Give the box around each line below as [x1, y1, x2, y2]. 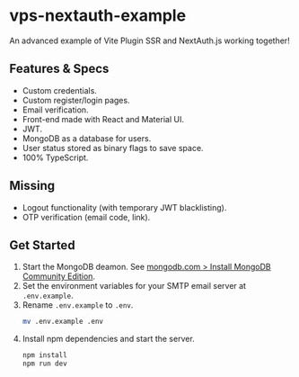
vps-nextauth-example [9, 5, 187, 26]
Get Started [9, 238, 75, 253]
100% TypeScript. [22, 152, 89, 163]
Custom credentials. [22, 85, 97, 95]
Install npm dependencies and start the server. [22, 334, 195, 345]
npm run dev [22, 359, 67, 369]
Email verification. [22, 104, 89, 115]
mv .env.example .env [22, 317, 103, 327]
